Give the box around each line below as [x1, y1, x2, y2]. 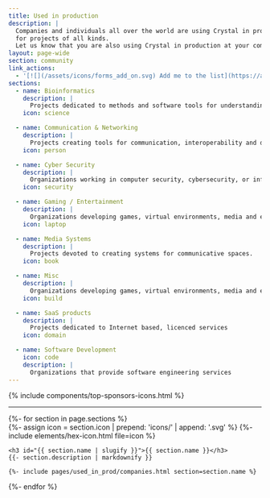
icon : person [22, 146, 67, 154]
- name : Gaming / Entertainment [15, 198, 125, 206]
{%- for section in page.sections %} [8, 413, 128, 423]
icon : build [22, 294, 63, 302]
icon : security [22, 183, 74, 192]
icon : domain [22, 331, 67, 339]
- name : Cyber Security [15, 160, 95, 169]
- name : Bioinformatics [15, 86, 95, 95]
